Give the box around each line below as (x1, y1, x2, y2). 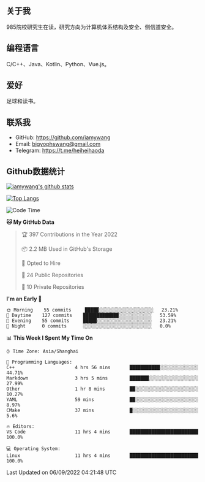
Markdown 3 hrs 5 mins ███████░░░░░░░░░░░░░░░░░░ (6, 375, 199, 381)
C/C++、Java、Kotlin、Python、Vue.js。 (6, 60, 110, 67)
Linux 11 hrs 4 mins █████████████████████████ (6, 453, 199, 459)
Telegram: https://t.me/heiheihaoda (15, 147, 105, 155)
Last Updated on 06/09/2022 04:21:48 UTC (6, 469, 117, 476)
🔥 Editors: (6, 424, 35, 430)
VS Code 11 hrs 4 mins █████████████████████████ (6, 429, 199, 435)
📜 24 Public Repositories (21, 272, 84, 279)
